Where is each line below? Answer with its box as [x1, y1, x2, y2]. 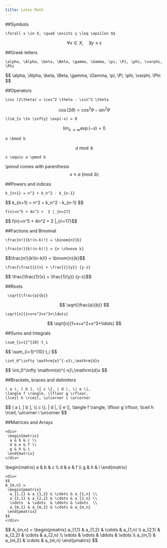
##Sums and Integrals [5, 330, 51, 337]
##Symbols [5, 21, 29, 27]
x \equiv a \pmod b [5, 155, 46, 160]
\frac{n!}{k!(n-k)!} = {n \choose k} [5, 247, 84, 252]
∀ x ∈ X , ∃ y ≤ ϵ [67, 40, 102, 46]
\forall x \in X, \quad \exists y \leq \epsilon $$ [5, 31, 115, 36]
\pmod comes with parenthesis [5, 164, 69, 170]
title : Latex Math [5, 7, 44, 13]
